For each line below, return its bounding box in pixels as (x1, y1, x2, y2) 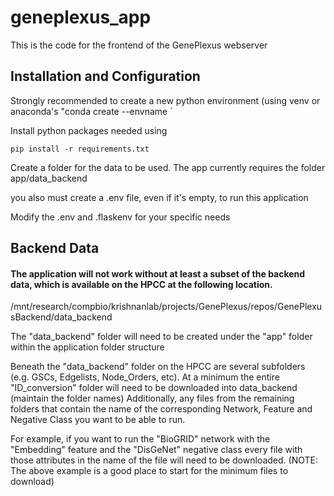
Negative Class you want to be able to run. (10, 414, 186, 426)
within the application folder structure (10, 341, 165, 353)
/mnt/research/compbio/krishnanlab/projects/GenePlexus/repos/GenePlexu (10, 301, 323, 313)
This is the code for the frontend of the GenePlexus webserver (10, 39, 268, 51)
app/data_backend (10, 172, 88, 184)
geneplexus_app (10, 6, 152, 29)
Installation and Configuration (10, 68, 201, 85)
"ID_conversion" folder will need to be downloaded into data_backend (10, 382, 298, 394)
